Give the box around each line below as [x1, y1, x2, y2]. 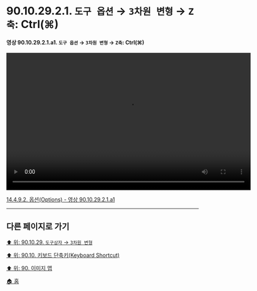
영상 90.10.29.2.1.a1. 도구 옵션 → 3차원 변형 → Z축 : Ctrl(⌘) [6, 38, 145, 46]
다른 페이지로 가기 [6, 221, 70, 232]
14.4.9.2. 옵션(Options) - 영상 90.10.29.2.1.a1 [6, 196, 115, 203]
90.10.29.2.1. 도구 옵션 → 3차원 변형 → [6, 4, 186, 18]
